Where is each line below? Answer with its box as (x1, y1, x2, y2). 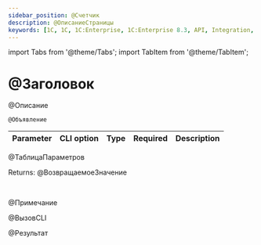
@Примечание (8, 198, 58, 207)
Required (132, 133, 169, 144)
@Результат (8, 229, 49, 238)
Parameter (12, 133, 53, 144)
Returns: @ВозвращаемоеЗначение (8, 168, 128, 177)
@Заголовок (8, 75, 95, 92)
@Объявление (8, 116, 47, 124)
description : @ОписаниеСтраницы (8, 19, 114, 27)
